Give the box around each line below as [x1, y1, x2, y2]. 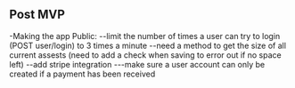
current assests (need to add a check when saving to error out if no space [9, 49, 283, 60]
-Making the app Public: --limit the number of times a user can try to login [9, 30, 281, 41]
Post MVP [9, 7, 65, 22]
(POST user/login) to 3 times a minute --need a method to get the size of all [9, 40, 287, 51]
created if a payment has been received [9, 68, 156, 79]
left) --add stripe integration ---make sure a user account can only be [9, 59, 266, 69]
